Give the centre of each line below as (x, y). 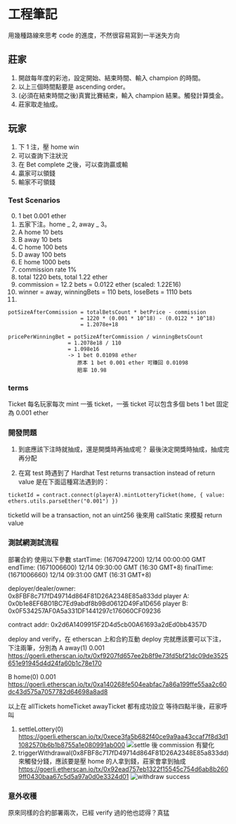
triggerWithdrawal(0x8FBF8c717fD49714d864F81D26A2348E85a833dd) (123, 752)
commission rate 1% (47, 269)
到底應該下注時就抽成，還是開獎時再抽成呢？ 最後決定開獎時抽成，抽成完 (124, 449)
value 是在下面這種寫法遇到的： (64, 482)
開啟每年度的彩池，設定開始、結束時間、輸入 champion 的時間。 (111, 77)
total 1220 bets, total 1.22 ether (63, 277)
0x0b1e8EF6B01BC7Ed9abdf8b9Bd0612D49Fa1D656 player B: (98, 603)
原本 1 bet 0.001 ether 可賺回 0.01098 (133, 363)
